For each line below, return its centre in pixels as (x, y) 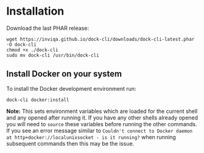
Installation (35, 11)
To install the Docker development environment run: (71, 88)
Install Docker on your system (64, 74)
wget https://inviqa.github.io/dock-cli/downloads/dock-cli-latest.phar (100, 39)
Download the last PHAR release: (48, 28)
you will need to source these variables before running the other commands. (102, 124)
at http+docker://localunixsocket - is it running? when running (91, 137)
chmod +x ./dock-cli (33, 50)
